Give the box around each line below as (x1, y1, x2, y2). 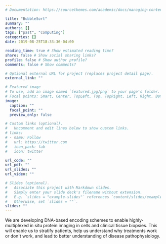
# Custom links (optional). (5, 121, 63, 126)
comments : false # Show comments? (5, 62, 77, 67)
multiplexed (5, 223, 29, 229)
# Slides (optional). (5, 181, 50, 185)
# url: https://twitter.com (5, 139, 68, 144)
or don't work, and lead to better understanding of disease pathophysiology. (5, 233, 161, 239)
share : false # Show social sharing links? (5, 53, 96, 58)
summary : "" (5, 21, 30, 26)
